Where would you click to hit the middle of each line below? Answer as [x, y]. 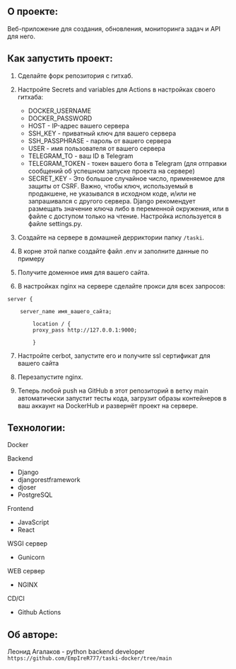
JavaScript [33, 522]
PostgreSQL [35, 495]
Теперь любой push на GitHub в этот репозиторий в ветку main [113, 390]
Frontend [20, 509]
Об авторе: [33, 635]
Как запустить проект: [60, 58]
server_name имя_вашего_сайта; [66, 311]
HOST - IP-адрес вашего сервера [78, 125]
